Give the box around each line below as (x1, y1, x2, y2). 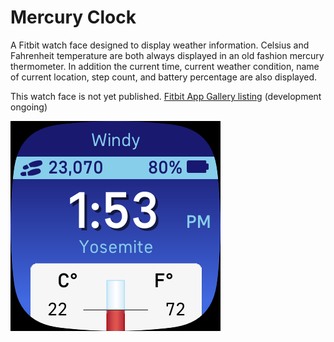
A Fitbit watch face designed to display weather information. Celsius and (10, 39, 310, 51)
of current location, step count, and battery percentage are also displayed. (10, 71, 318, 83)
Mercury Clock (10, 6, 137, 29)
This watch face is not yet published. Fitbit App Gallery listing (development (10, 90, 322, 102)
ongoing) (10, 101, 48, 113)
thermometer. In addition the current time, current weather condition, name (10, 60, 320, 72)
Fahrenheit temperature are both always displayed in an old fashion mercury (10, 49, 325, 61)
